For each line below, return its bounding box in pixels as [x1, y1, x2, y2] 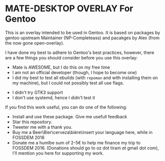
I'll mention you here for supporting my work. [12, 150, 104, 156]
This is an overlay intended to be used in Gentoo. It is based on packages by [5, 29, 161, 35]
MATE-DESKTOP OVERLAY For [5, 3, 133, 14]
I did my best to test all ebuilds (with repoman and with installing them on [12, 75, 158, 80]
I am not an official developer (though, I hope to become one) [12, 69, 137, 75]
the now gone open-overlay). [5, 40, 65, 46]
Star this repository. [12, 119, 53, 125]
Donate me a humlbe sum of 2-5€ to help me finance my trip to [12, 139, 141, 145]
